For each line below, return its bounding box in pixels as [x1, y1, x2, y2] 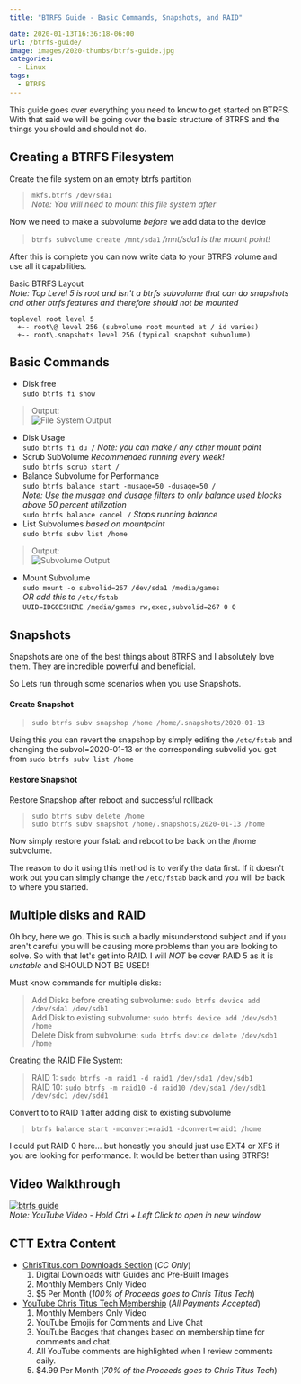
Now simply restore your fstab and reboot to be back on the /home [9, 835, 257, 846]
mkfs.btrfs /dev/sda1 [31, 191, 112, 200]
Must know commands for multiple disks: [9, 977, 162, 988]
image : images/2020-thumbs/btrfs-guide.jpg [9, 46, 175, 55]
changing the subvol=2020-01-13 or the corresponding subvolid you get [9, 744, 277, 755]
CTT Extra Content [9, 1236, 117, 1251]
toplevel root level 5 [9, 314, 94, 324]
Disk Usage [22, 433, 66, 444]
